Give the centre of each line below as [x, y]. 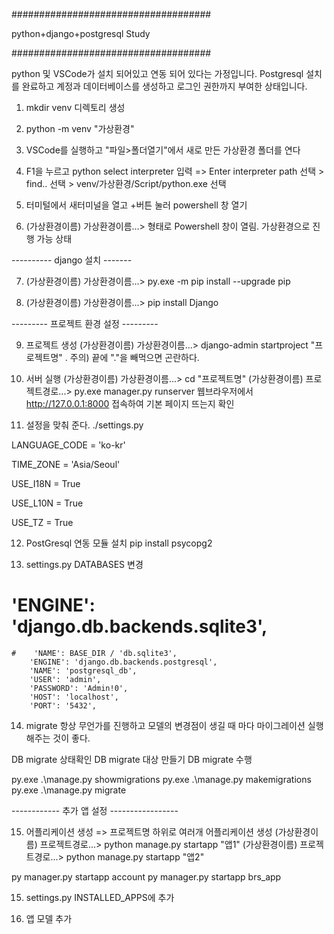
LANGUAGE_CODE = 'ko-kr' [68, 445]
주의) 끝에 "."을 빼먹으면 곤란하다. [134, 357]
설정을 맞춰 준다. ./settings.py [84, 425]
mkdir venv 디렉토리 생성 [75, 107]
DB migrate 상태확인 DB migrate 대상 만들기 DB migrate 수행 [132, 759]
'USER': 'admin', [65, 679]
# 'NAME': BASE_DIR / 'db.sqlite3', [94, 653]
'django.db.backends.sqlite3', [139, 626]
